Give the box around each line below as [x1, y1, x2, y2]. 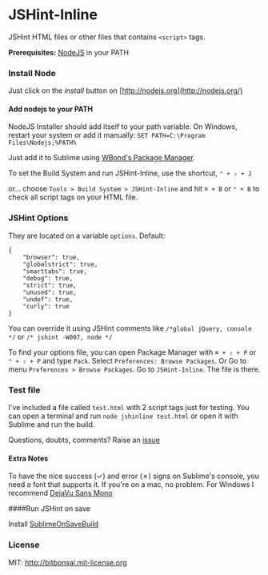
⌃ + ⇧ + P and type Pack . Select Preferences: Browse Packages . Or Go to [8, 356, 247, 365]
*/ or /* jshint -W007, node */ [8, 332, 113, 341]
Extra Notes [8, 453, 49, 463]
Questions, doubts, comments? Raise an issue [8, 435, 160, 445]
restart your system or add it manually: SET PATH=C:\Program [8, 131, 206, 140]
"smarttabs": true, [22, 267, 88, 275]
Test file [8, 384, 41, 396]
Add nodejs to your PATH [8, 104, 94, 114]
